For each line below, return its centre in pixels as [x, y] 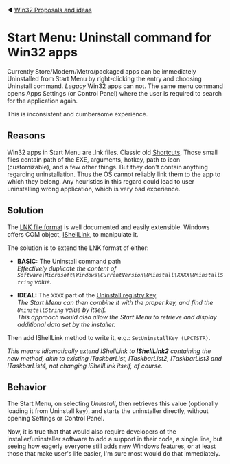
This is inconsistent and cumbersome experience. [78, 114]
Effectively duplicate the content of [67, 268]
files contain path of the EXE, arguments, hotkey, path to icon [94, 159]
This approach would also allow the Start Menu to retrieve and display [117, 317]
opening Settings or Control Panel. [56, 419]
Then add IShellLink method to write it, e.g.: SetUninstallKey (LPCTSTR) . [109, 337]
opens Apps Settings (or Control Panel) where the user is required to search [114, 93]
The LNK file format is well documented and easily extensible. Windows [108, 227]
